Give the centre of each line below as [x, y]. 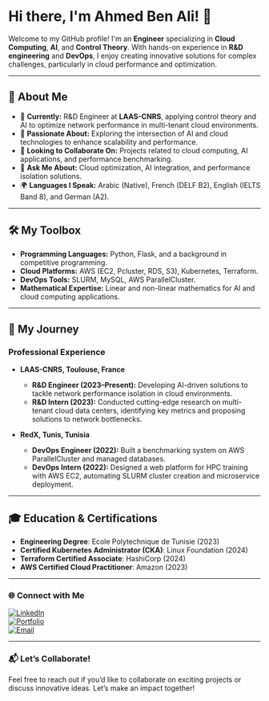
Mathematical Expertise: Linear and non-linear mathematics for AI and [137, 287]
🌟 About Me [38, 97]
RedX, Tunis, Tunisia [55, 435]
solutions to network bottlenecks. [87, 419]
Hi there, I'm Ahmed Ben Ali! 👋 [110, 16]
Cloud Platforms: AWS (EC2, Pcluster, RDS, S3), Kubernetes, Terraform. [139, 271]
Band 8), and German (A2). [64, 197]
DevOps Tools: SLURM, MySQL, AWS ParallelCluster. [108, 279]
